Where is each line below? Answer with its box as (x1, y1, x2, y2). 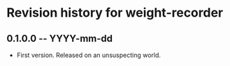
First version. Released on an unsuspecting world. (16, 51, 161, 59)
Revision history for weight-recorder (6, 5, 224, 21)
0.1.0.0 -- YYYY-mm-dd (6, 33, 113, 44)
